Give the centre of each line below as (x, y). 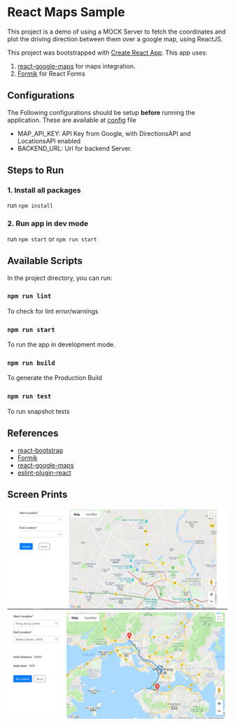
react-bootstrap (40, 450)
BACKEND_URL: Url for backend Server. (74, 148)
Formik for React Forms (51, 74)
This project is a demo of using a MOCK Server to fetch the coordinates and (116, 32)
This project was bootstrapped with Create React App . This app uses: (107, 53)
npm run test (29, 397)
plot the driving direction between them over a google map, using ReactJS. (115, 39)
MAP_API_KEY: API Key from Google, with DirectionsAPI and (104, 133)
